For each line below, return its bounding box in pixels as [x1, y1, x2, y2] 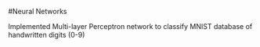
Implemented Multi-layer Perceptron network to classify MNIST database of [8, 22, 253, 31]
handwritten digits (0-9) [8, 31, 85, 39]
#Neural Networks [8, 7, 67, 16]
